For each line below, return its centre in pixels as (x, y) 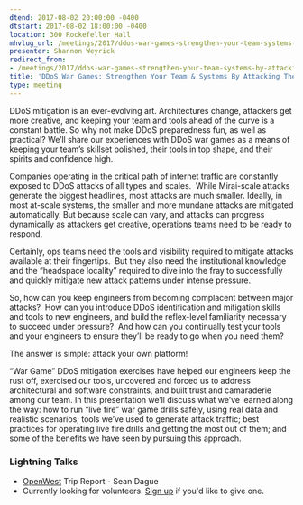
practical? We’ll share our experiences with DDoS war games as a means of (150, 139)
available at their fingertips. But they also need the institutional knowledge (148, 261)
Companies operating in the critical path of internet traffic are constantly (144, 176)
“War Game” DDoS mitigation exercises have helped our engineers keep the (150, 370)
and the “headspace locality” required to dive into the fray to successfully (146, 270)
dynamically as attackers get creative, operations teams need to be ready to (151, 224)
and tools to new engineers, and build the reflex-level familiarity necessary (148, 316)
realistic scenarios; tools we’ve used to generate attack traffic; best (134, 419)
